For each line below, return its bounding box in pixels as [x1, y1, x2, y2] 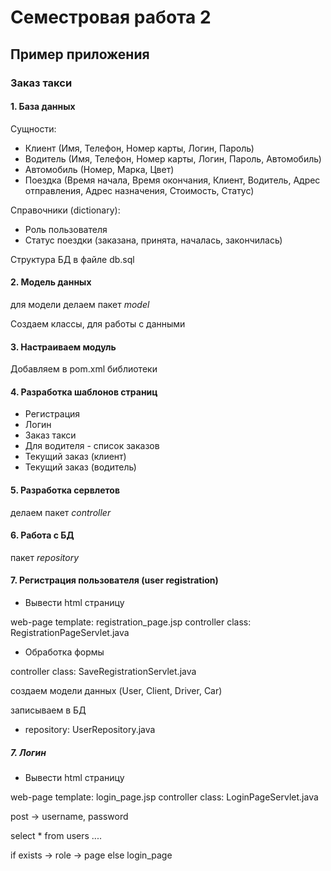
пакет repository [10, 551, 80, 563]
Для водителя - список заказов [24, 440, 160, 452]
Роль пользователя [24, 223, 108, 235]
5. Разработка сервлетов [10, 484, 121, 496]
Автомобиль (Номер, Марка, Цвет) [24, 163, 175, 175]
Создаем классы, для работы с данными [10, 317, 186, 330]
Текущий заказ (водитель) [24, 461, 137, 473]
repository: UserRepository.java [24, 723, 156, 735]
